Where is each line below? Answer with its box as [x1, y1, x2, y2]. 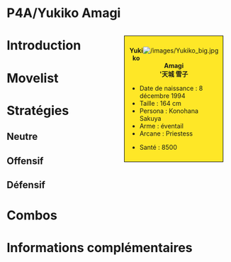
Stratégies [6, 102, 69, 119]
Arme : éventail [140, 121, 184, 130]
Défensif [6, 179, 45, 191]
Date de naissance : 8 [140, 84, 203, 92]
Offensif [6, 155, 44, 167]
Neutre [6, 131, 38, 143]
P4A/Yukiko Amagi [6, 5, 121, 21]
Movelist [6, 70, 59, 86]
